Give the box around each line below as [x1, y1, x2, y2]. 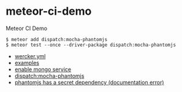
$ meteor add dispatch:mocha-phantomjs [6, 36, 108, 42]
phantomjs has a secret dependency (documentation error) [14, 79, 164, 86]
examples [14, 59, 39, 66]
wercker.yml [14, 52, 46, 59]
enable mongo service [14, 66, 72, 73]
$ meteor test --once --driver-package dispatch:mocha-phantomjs [6, 42, 176, 48]
